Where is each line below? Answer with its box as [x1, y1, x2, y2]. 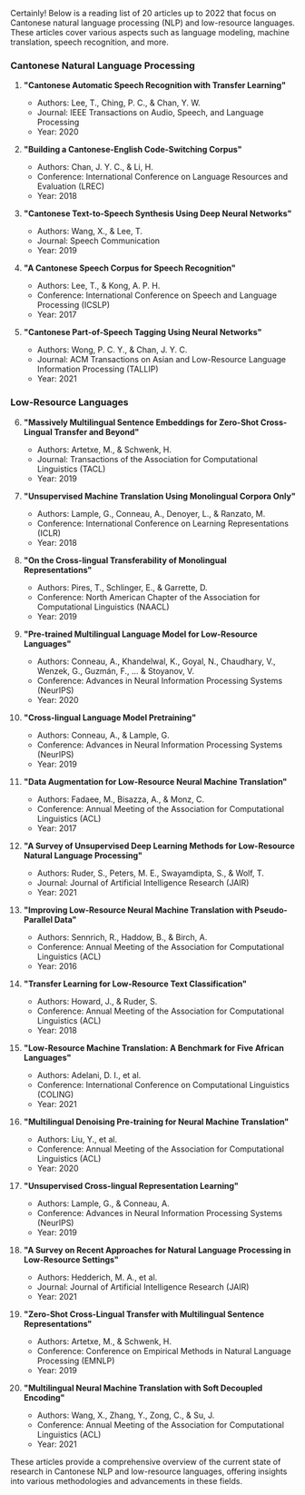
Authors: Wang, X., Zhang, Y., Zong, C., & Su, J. [36, 1410, 215, 1421]
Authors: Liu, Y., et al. [36, 1134, 117, 1144]
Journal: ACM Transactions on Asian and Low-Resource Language [36, 354, 287, 365]
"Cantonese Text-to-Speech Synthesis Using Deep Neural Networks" [23, 208, 292, 219]
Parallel [23, 914, 54, 925]
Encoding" [23, 1391, 65, 1402]
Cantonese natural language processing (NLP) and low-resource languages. [10, 17, 296, 28]
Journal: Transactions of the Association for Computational [36, 453, 258, 464]
